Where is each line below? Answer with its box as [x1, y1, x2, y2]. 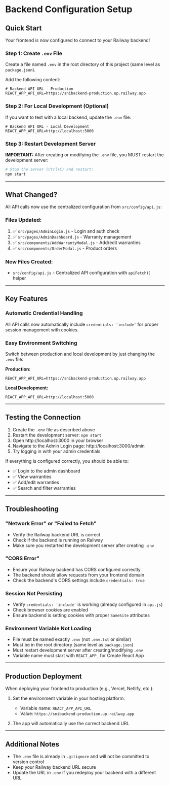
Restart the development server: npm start [12, 432, 102, 438]
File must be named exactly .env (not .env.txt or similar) [12, 636, 132, 642]
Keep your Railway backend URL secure [12, 764, 96, 770]
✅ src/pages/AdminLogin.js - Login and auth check [12, 228, 120, 234]
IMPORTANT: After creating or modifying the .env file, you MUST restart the [5, 151, 164, 158]
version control [12, 759, 45, 765]
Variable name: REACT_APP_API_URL [20, 705, 92, 711]
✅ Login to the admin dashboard [12, 468, 80, 474]
